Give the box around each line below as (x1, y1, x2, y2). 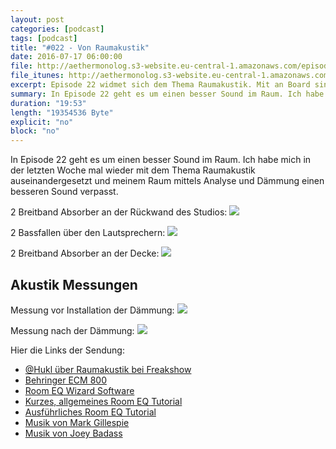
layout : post (10, 14, 65, 25)
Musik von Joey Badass (24, 427, 123, 439)
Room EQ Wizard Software (24, 384, 135, 396)
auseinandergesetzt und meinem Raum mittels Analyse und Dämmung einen (10, 175, 325, 187)
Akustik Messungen (10, 276, 138, 293)
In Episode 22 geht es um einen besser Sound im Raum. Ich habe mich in (10, 154, 312, 166)
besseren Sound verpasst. (10, 186, 119, 198)
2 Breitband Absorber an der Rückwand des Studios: (10, 206, 228, 218)
